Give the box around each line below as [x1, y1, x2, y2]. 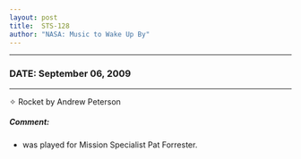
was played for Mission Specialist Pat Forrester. [21, 139, 198, 150]
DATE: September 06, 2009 [9, 68, 132, 80]
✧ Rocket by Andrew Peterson [9, 96, 121, 107]
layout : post [9, 13, 58, 22]
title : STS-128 [9, 21, 70, 30]
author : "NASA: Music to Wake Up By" [9, 29, 150, 38]
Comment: [9, 117, 50, 128]
